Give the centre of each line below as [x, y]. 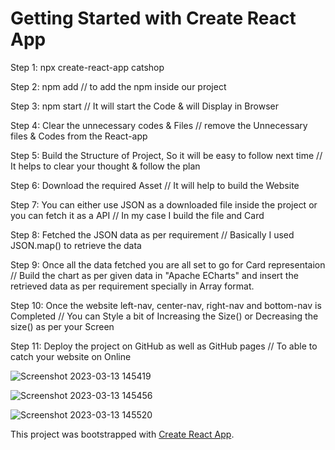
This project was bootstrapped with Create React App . [122, 434]
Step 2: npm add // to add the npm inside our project [118, 86]
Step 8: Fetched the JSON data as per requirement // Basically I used [152, 234]
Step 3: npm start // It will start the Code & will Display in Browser [144, 106]
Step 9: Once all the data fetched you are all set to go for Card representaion [168, 264]
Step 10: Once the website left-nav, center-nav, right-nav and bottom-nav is [166, 305]
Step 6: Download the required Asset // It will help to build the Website [155, 185]
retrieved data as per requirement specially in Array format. [132, 286]
